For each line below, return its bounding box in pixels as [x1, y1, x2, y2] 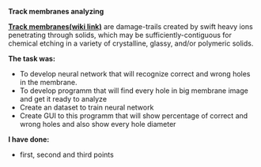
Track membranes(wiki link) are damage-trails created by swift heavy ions [8, 22, 253, 31]
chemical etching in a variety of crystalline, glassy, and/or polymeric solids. [8, 39, 254, 48]
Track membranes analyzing [8, 7, 104, 16]
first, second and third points [19, 150, 115, 159]
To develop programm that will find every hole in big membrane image [19, 86, 249, 95]
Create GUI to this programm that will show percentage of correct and [19, 111, 248, 121]
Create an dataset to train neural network [19, 102, 154, 112]
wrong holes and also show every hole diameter [19, 120, 176, 128]
